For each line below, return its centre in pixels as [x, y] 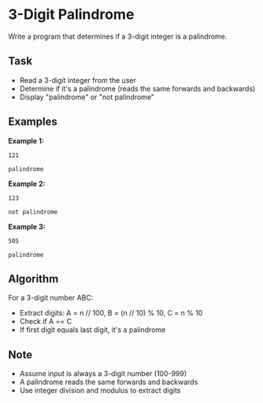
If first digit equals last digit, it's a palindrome [93, 330]
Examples [33, 122]
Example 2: [27, 184]
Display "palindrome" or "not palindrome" [87, 97]
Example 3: [27, 226]
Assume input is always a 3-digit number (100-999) [103, 374]
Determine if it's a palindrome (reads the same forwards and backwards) [137, 88]
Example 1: [26, 140]
